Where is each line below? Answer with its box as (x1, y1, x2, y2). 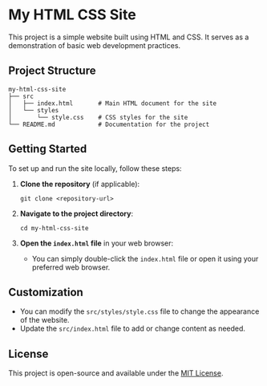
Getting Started (8, 142, 87, 156)
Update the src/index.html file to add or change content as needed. (19, 323, 246, 334)
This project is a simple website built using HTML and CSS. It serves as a (8, 32, 249, 42)
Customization (8, 285, 84, 299)
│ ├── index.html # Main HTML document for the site (8, 99, 217, 108)
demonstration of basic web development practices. (8, 40, 181, 50)
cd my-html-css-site (19, 224, 89, 232)
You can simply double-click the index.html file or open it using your (31, 254, 259, 263)
